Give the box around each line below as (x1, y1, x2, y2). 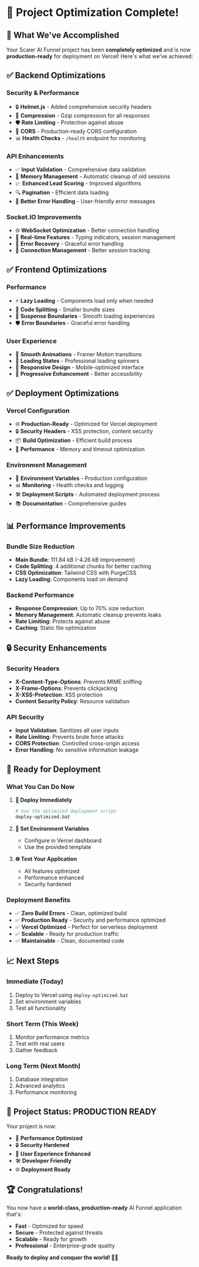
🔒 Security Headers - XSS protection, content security (15, 427, 153, 435)
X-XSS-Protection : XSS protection (15, 691, 103, 698)
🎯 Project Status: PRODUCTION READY (6, 1106, 157, 1116)
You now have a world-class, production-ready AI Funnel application (6, 1204, 182, 1211)
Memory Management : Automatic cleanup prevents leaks (15, 611, 162, 619)
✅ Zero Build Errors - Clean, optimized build (15, 909, 127, 917)
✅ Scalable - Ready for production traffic (15, 930, 119, 937)
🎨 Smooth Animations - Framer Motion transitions (15, 351, 142, 358)
